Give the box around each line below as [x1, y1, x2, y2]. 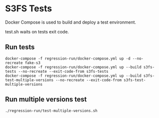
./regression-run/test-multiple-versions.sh [5, 108, 98, 113]
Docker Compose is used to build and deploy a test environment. [5, 19, 136, 25]
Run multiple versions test [5, 95, 87, 104]
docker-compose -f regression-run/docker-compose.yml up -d [5, 56, 131, 61]
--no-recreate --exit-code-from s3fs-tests [18, 69, 109, 74]
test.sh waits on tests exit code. [5, 29, 69, 34]
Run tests [5, 43, 35, 52]
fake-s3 [25, 60, 41, 65]
